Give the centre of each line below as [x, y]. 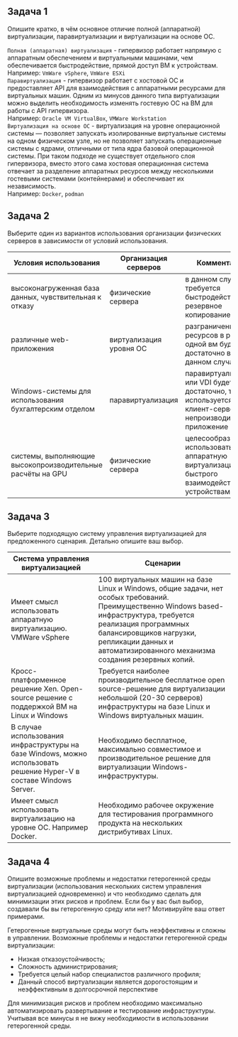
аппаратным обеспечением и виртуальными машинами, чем [100, 58]
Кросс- [24, 671]
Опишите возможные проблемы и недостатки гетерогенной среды [109, 879]
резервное [204, 306]
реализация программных [144, 624]
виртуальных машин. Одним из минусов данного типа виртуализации [113, 95]
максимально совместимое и [149, 749]
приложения [33, 348]
